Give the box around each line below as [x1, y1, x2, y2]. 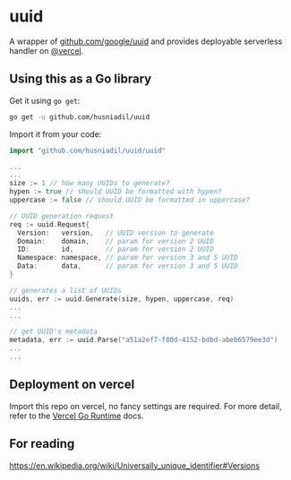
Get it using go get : [9, 95, 81, 106]
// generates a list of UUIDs [9, 286, 123, 295]
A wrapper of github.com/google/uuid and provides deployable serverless [9, 36, 283, 47]
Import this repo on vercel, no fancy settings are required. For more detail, [9, 400, 282, 411]
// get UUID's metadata [9, 327, 98, 337]
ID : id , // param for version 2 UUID [17, 244, 215, 254]
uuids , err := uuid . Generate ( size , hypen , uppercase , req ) [9, 294, 235, 304]
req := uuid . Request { [9, 219, 90, 229]
